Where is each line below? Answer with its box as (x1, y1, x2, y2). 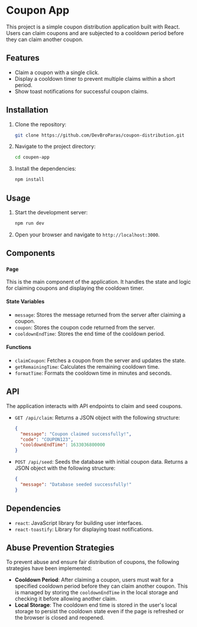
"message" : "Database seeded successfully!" (20, 482, 132, 487)
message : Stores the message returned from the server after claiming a (14, 311, 186, 318)
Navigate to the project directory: (14, 143, 96, 150)
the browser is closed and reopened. (14, 614, 105, 621)
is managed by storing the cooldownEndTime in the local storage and (14, 589, 179, 596)
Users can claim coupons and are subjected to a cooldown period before (6, 29, 185, 36)
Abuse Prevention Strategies (6, 543, 115, 553)
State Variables (6, 298, 45, 305)
